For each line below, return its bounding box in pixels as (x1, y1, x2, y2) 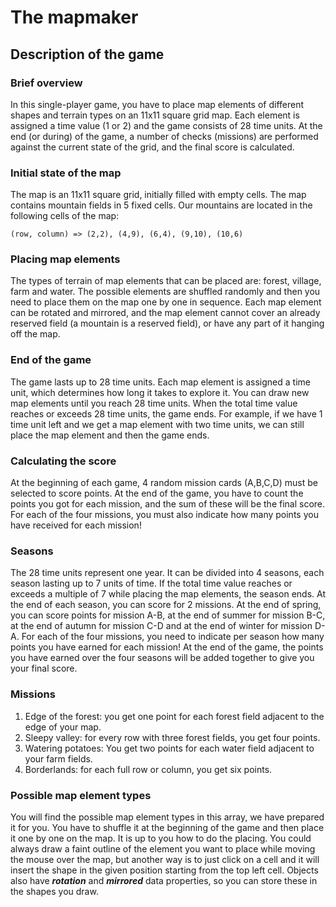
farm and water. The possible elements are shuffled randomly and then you (10, 286, 321, 298)
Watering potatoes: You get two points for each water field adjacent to (24, 742, 315, 754)
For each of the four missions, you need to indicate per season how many (21, 631, 325, 643)
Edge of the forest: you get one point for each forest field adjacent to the (24, 710, 325, 722)
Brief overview (10, 76, 83, 90)
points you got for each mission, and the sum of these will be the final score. (10, 498, 326, 510)
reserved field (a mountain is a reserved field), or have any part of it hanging (10, 317, 325, 330)
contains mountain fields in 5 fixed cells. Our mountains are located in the (10, 199, 313, 211)
